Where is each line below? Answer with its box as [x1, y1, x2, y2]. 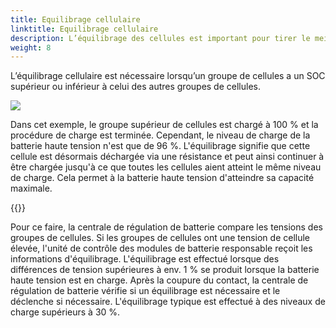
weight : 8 [10, 42, 52, 53]
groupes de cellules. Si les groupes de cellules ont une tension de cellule [10, 232, 311, 244]
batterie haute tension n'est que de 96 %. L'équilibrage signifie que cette [10, 140, 311, 152]
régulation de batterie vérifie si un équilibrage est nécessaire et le [10, 285, 281, 297]
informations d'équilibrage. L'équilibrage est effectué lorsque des [10, 253, 280, 265]
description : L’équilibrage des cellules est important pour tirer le [10, 33, 311, 43]
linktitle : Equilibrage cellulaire [10, 24, 159, 34]
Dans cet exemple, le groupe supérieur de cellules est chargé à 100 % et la [10, 119, 319, 131]
